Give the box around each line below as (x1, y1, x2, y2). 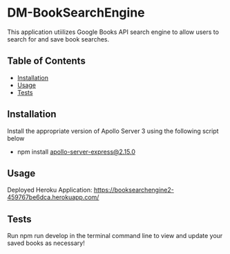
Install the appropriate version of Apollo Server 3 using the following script (7, 127, 219, 135)
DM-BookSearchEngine (7, 5, 145, 21)
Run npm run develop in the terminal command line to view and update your (7, 232, 223, 240)
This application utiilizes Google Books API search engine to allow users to (7, 28, 220, 36)
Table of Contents (7, 55, 86, 67)
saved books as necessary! (7, 239, 85, 247)
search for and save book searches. (7, 35, 109, 43)
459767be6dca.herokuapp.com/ (7, 193, 99, 201)
